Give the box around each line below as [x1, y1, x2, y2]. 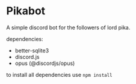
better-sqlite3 [14, 46, 49, 54]
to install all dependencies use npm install [6, 71, 113, 78]
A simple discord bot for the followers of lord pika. [6, 24, 131, 31]
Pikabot [6, 4, 46, 18]
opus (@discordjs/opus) [14, 60, 75, 67]
